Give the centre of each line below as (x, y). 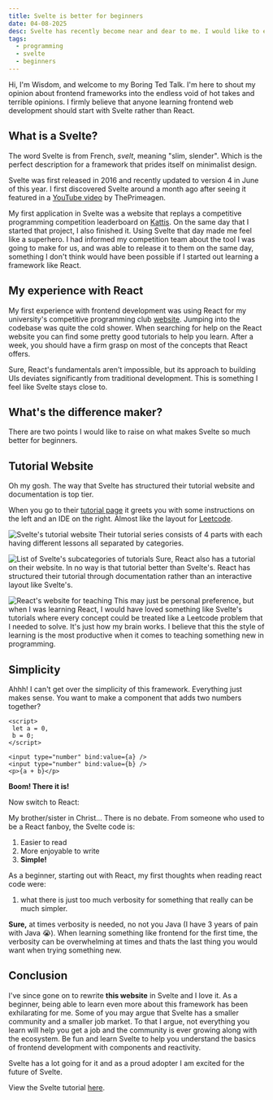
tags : (17, 39)
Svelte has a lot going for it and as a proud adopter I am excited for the (127, 1063)
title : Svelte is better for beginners (76, 16)
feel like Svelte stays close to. (58, 387)
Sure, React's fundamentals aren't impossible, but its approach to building (132, 369)
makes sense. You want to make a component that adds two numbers (125, 698)
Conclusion (38, 976)
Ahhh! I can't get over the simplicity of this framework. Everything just (125, 689)
